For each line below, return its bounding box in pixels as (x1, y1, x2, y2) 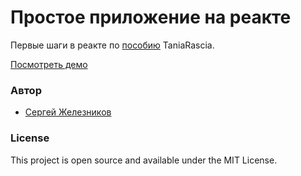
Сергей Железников (24, 106, 112, 118)
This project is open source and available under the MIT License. (10, 154, 278, 166)
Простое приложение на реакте (10, 6, 292, 29)
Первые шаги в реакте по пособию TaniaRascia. (10, 39, 215, 51)
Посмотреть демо (10, 58, 88, 70)
